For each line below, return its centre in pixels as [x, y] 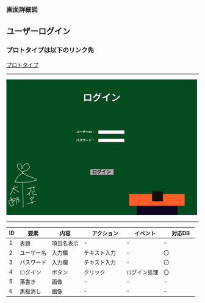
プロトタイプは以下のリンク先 [50, 50]
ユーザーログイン [38, 31]
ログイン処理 [142, 272]
